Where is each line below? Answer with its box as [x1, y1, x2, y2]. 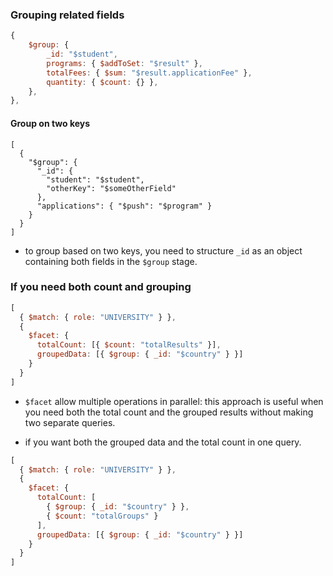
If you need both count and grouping [10, 280, 192, 294]
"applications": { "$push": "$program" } [36, 201, 213, 211]
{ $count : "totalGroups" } [46, 511, 159, 521]
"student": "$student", [46, 174, 145, 185]
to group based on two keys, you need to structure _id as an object [24, 244, 303, 257]
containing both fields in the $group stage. [24, 255, 198, 267]
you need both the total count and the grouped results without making [24, 406, 314, 418]
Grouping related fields [10, 8, 125, 22]
